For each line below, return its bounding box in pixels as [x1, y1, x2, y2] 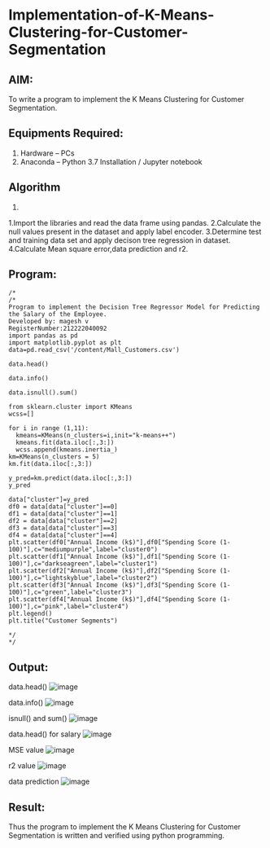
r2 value [8, 761, 37, 771]
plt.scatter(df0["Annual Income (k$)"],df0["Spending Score [8, 538, 217, 547]
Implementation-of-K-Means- [8, 6, 215, 24]
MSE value [8, 745, 45, 755]
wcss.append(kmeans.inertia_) [15, 446, 118, 454]
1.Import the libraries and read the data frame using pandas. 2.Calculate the [8, 217, 262, 227]
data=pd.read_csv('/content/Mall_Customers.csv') [8, 346, 181, 354]
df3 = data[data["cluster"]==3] [8, 524, 118, 533]
